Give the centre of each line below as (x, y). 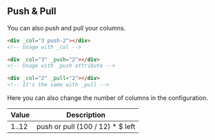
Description (86, 115)
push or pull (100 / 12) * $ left (86, 127)
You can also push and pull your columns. (66, 28)
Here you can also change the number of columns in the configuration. (107, 98)
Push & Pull (32, 11)
